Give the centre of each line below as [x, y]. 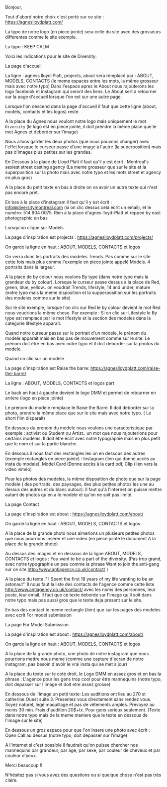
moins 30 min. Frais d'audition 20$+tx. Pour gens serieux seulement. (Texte [83, 710]
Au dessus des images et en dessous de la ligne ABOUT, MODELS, [74, 553]
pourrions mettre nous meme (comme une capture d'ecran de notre [75, 659]
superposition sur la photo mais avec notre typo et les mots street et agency [83, 172]
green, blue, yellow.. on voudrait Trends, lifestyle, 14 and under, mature [78, 287]
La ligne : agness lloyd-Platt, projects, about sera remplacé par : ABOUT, [80, 76]
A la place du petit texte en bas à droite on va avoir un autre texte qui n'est [81, 187]
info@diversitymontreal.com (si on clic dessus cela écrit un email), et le [78, 207]
